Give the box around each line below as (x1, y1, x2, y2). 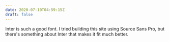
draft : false (5, 12, 33, 17)
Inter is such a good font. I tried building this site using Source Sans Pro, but (5, 25, 165, 31)
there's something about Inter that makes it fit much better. (5, 31, 129, 37)
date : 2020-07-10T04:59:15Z (5, 7, 65, 12)
